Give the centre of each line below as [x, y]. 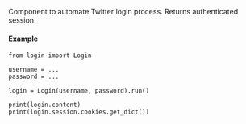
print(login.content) [45, 105]
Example [23, 39]
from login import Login [50, 56]
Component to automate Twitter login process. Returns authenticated [123, 12]
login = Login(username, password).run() [79, 91]
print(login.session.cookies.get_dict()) [79, 112]
